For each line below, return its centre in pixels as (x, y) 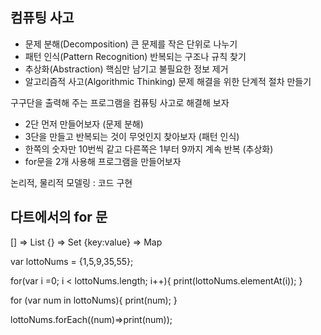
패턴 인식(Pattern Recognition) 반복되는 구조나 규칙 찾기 (135, 56)
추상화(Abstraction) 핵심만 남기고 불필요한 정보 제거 (126, 69)
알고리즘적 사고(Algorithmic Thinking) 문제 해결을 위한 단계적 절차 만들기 (168, 81)
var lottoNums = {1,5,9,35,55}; (72, 261)
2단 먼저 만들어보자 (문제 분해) (84, 124)
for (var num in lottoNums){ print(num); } (94, 300)
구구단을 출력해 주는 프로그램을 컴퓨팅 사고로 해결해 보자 (120, 102)
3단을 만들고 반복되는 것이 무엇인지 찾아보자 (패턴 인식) (132, 136)
